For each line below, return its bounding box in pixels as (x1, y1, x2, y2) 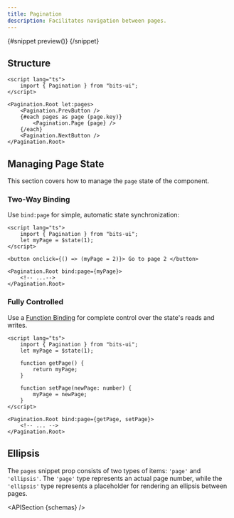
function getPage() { (20, 359, 84, 367)
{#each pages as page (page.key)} (20, 113, 122, 121)
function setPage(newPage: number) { (20, 384, 132, 392)
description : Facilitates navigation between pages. (7, 17, 167, 24)
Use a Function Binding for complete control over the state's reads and (7, 313, 215, 321)
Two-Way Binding (7, 195, 70, 204)
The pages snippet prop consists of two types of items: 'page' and (7, 466, 201, 475)
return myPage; (33, 366, 78, 373)
